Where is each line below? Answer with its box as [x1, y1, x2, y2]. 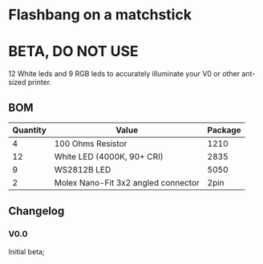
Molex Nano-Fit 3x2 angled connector [54, 177, 200, 188]
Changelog [8, 205, 65, 218]
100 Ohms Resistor [54, 138, 127, 149]
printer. [27, 78, 52, 87]
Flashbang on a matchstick [8, 6, 192, 24]
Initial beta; [8, 246, 46, 256]
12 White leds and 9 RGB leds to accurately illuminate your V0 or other [8, 69, 241, 79]
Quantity [12, 124, 47, 136]
